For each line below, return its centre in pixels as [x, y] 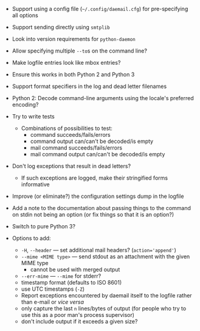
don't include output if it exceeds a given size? [79, 321]
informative [35, 184]
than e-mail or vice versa [52, 302]
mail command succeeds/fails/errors [76, 148]
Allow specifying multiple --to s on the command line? [80, 51]
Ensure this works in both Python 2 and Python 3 [73, 75]
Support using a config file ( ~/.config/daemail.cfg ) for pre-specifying [100, 9]
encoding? [25, 104]
